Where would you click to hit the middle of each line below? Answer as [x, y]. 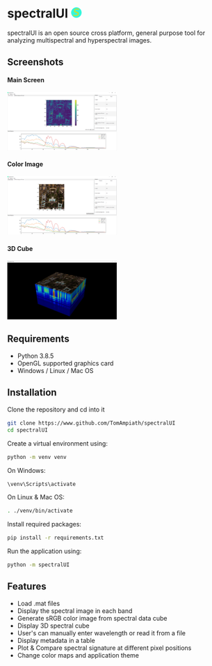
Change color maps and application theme [78, 655]
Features [27, 587]
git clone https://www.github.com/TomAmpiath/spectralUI [91, 423]
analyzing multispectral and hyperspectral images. [79, 40]
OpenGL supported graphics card [65, 363]
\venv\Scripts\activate [42, 484]
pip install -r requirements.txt [56, 538]
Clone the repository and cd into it [56, 409]
